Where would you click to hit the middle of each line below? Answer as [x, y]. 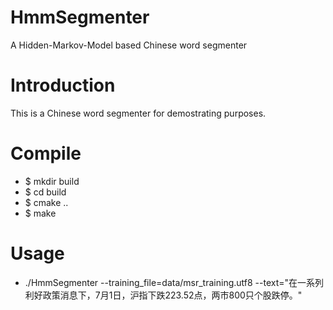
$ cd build [45, 192]
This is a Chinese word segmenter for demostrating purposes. [138, 113]
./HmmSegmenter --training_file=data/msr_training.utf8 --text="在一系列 [174, 282]
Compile [46, 153]
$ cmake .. [46, 202]
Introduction [63, 85]
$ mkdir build [52, 181]
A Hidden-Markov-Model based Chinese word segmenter [129, 45]
